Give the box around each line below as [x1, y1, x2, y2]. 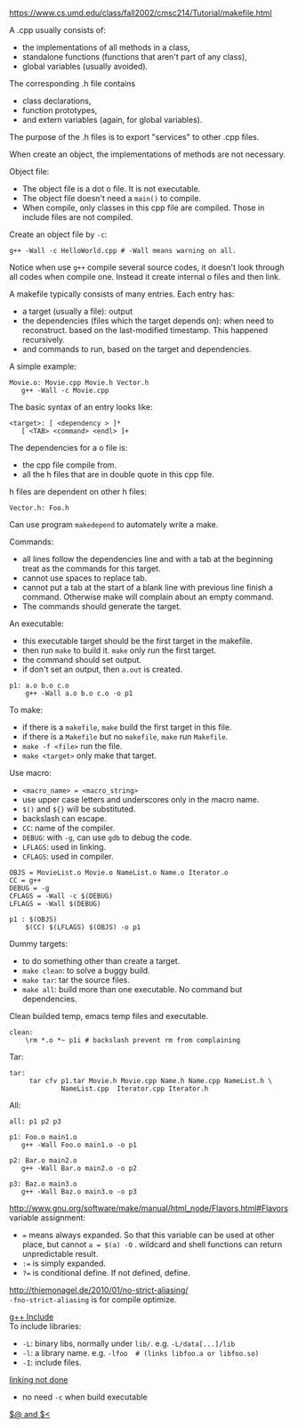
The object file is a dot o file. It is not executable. [21, 184, 201, 194]
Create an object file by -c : [9, 229, 108, 240]
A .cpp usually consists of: [9, 25, 107, 35]
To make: [9, 705, 43, 715]
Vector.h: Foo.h [9, 503, 69, 512]
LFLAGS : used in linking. [21, 842, 107, 852]
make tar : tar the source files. [21, 975, 131, 985]
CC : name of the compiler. [21, 823, 116, 833]
